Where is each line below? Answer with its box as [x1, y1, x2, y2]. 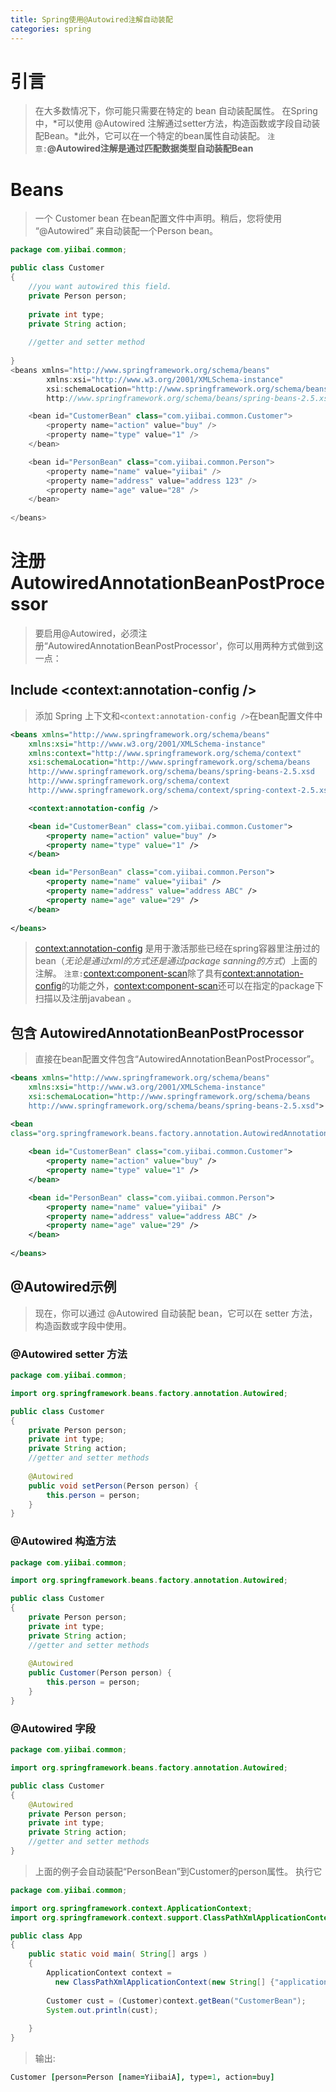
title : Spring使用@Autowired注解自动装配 [10, 14, 173, 25]
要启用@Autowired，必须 [34, 627, 139, 639]
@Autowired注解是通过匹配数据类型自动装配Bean [46, 142, 254, 155]
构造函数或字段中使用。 [34, 1319, 132, 1331]
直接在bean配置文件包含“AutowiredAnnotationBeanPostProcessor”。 [34, 1053, 320, 1065]
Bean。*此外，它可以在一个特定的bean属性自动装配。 [43, 130, 266, 142]
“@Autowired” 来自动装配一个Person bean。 [34, 225, 219, 237]
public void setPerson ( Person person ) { [28, 1481, 199, 1491]
